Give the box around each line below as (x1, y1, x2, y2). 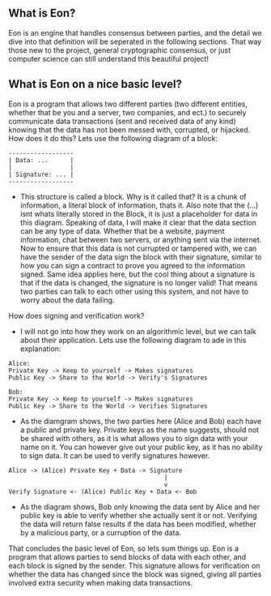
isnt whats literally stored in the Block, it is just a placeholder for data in (19, 208, 257, 218)
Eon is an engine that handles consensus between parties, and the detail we (8, 28, 262, 37)
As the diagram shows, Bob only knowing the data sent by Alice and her (19, 502, 260, 512)
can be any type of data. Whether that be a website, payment (19, 226, 225, 236)
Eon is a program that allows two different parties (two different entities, (8, 99, 248, 109)
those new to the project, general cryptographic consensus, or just (8, 45, 231, 55)
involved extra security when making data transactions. (8, 577, 193, 587)
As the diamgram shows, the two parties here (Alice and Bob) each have (19, 416, 262, 426)
